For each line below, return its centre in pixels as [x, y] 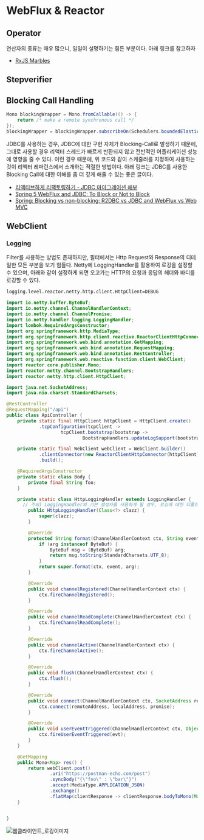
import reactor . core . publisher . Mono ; [54, 365]
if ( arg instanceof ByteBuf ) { [78, 544]
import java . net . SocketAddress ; [47, 387]
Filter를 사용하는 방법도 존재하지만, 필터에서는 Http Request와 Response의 [96, 257]
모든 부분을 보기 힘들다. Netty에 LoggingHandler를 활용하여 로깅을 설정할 [105, 265]
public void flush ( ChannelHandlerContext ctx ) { [91, 673]
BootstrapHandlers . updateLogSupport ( [130, 438]
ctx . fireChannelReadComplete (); [80, 623]
